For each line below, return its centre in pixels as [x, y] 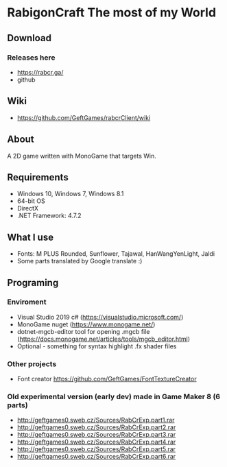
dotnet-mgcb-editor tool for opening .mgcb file [83, 331]
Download [29, 38]
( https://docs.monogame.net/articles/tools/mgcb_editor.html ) [104, 339]
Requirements [38, 177]
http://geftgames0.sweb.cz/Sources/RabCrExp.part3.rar [96, 435]
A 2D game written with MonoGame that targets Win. [82, 156]
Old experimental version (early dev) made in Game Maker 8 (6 [114, 397]
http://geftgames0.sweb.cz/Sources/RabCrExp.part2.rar [96, 427]
